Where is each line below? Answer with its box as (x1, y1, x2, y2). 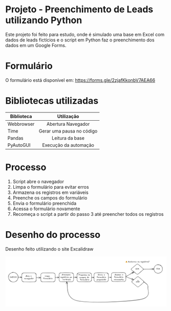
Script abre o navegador (12, 178, 64, 185)
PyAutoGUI (7, 142, 31, 148)
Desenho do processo (5, 229, 101, 240)
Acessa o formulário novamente (12, 206, 80, 212)
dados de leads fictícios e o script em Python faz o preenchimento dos (5, 37, 155, 43)
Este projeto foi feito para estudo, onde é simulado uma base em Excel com (5, 31, 165, 37)
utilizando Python (5, 14, 82, 26)
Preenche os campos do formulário (12, 194, 88, 201)
